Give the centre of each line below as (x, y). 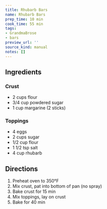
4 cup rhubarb (27, 153)
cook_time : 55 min (24, 24)
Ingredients (23, 72)
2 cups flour (25, 97)
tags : (11, 29)
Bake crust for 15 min (34, 191)
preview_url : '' (22, 43)
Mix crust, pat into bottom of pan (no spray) (57, 186)
